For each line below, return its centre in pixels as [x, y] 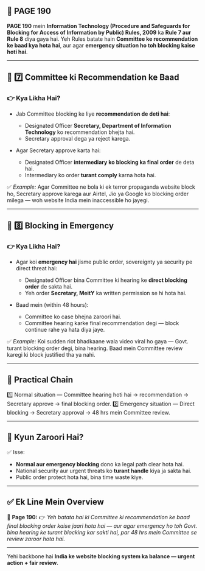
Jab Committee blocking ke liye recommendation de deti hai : [93, 114]
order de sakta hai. [48, 287]
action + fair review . [33, 562]
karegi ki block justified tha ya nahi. [51, 355]
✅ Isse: [16, 452]
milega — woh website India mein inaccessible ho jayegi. [78, 200]
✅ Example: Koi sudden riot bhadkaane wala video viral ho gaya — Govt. [98, 342]
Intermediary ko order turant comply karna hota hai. [90, 175]
